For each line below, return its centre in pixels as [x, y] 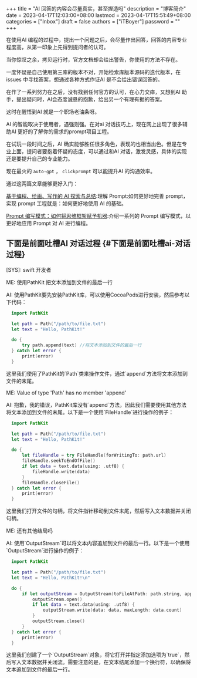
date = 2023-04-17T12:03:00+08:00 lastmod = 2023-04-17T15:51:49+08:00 [98, 15]
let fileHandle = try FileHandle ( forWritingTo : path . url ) [94, 456]
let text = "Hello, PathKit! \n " [51, 578]
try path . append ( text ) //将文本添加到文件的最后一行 [81, 345]
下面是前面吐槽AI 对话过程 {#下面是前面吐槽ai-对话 [98, 243]
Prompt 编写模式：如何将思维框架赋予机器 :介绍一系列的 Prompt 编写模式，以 [98, 216]
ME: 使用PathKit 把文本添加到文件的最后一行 [60, 282]
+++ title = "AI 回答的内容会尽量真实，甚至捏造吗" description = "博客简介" [96, 9]
